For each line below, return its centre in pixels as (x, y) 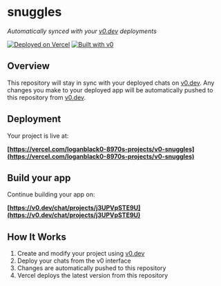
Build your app (39, 177)
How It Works (37, 237)
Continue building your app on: (51, 194)
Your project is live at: (38, 136)
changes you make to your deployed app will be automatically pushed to (110, 90)
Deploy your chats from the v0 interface (74, 261)
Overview (29, 66)
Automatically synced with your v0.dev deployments (82, 31)
